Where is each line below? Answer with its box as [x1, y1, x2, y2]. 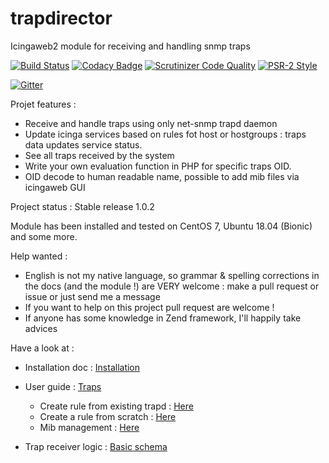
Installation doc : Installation [24, 361, 141, 373]
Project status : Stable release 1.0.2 [10, 200, 155, 212]
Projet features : [10, 98, 77, 110]
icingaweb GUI [24, 181, 86, 193]
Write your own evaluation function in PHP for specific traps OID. [24, 160, 292, 172]
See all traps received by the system [24, 149, 175, 161]
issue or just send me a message [24, 290, 161, 302]
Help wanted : [10, 250, 68, 262]
